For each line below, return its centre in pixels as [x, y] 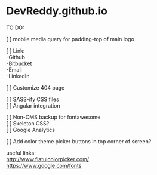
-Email [14, 69]
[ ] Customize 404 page [36, 87]
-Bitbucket [19, 63]
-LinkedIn [18, 76]
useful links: [21, 153]
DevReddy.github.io [57, 11]
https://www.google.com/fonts [44, 165]
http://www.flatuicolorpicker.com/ [48, 159]
